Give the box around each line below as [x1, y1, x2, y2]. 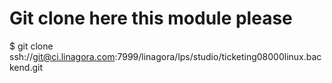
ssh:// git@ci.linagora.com [9, 50, 116, 62]
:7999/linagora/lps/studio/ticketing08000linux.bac [114, 50, 322, 62]
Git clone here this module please [9, 7, 293, 30]
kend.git [9, 61, 43, 73]
